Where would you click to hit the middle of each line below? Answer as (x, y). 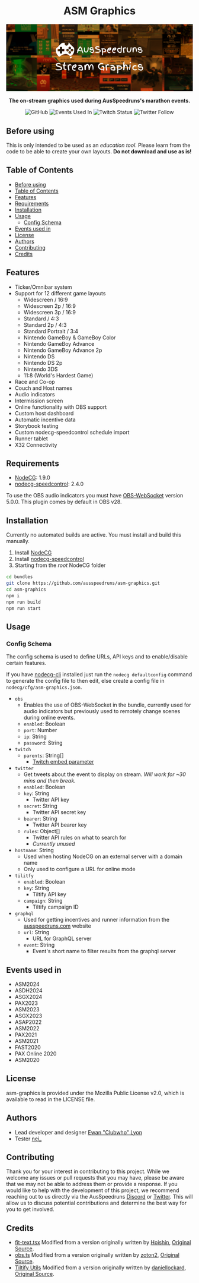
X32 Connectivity (36, 445)
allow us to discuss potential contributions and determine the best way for (97, 1203)
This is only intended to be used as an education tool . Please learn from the (98, 145)
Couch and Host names (44, 388)
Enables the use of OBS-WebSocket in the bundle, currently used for (107, 705)
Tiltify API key (49, 894)
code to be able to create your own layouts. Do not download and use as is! (99, 151)
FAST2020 (28, 1047)
